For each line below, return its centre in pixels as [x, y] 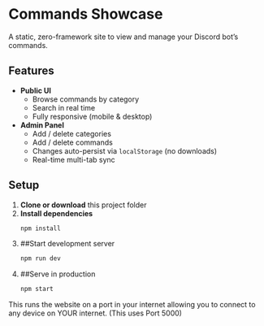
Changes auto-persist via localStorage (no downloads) [125, 150]
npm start [37, 289]
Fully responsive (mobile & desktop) [92, 116]
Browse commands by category [86, 99]
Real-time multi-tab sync [74, 159]
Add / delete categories [72, 133]
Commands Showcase [86, 14]
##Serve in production [58, 274]
